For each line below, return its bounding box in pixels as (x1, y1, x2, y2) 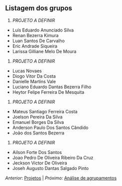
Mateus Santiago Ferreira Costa (12, 108, 78, 114)
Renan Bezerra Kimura (12, 32, 59, 38)
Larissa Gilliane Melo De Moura (12, 48, 77, 54)
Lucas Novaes (12, 68, 42, 74)
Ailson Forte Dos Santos (12, 149, 62, 155)
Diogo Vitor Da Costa (12, 73, 56, 79)
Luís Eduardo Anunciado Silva (12, 27, 74, 33)
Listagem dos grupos (5, 4, 72, 13)
